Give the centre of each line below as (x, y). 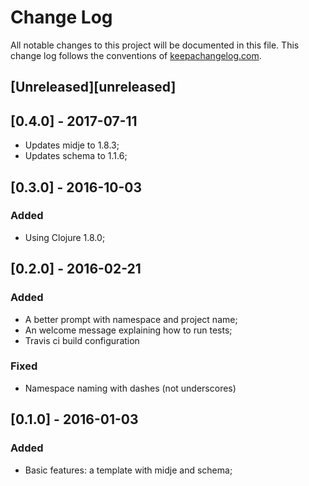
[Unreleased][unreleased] (93, 87)
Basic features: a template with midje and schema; (128, 470)
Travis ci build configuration (82, 340)
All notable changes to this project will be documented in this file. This (155, 45)
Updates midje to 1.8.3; (72, 145)
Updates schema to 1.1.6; (76, 156)
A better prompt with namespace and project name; (131, 319)
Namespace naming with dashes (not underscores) (130, 388)
